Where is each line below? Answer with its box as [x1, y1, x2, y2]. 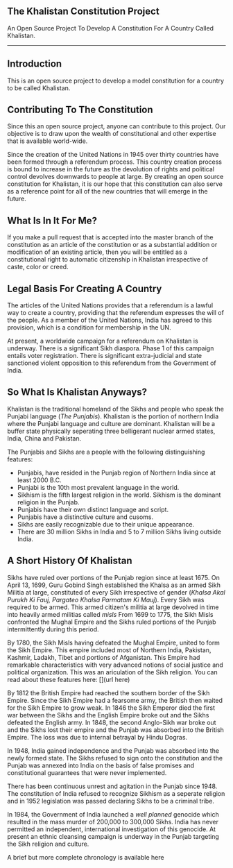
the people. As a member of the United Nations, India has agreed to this [7, 316, 212, 325]
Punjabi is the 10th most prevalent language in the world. [17, 483, 180, 491]
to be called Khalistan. [7, 83, 71, 92]
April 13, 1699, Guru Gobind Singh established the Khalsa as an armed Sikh [7, 581, 221, 589]
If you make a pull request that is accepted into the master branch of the [7, 233, 214, 241]
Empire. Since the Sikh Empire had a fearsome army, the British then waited [7, 696, 223, 704]
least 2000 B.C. [17, 475, 62, 484]
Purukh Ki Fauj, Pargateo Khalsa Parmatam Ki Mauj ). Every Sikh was [7, 595, 205, 604]
